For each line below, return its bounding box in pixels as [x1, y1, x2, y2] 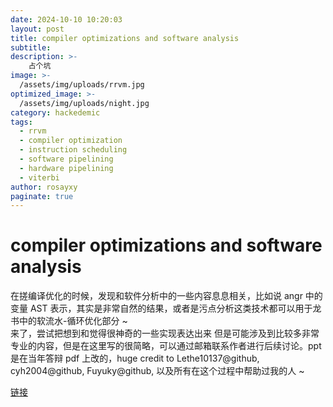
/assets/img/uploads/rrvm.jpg [19, 80, 145, 90]
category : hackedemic [10, 107, 101, 118]
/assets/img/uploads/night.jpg [19, 98, 150, 108]
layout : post [10, 24, 65, 34]
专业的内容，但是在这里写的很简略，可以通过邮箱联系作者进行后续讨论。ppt [10, 340, 322, 352]
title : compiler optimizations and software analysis [10, 33, 240, 43]
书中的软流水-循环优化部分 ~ [10, 315, 128, 327]
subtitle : [10, 42, 52, 53]
